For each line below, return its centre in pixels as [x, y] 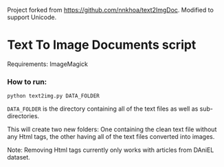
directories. [23, 116]
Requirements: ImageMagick [47, 64]
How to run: [27, 82]
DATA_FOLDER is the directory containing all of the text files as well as [103, 109]
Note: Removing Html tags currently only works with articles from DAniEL [111, 150]
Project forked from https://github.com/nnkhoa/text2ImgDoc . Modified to [111, 10]
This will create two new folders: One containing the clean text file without [112, 129]
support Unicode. [32, 17]
